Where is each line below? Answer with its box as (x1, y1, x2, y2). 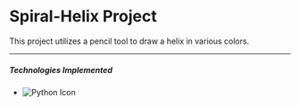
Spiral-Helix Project (9, 6, 158, 27)
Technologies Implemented (9, 64, 113, 75)
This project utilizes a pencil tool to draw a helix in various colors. (9, 36, 250, 46)
